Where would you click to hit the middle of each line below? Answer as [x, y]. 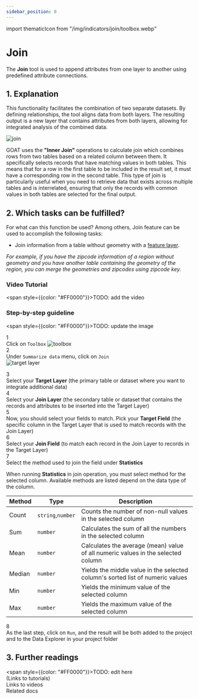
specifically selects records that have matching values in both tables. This [96, 163]
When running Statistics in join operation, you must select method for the [96, 474]
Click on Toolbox [26, 344]
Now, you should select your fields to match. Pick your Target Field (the [94, 418]
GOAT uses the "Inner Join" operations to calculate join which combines [95, 150]
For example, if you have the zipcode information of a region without [90, 257]
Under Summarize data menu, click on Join [58, 356]
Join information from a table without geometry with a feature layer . [97, 245]
